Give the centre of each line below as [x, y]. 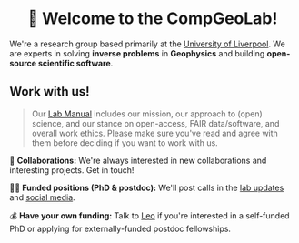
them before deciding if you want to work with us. [125, 142]
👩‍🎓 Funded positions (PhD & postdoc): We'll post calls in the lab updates [147, 187]
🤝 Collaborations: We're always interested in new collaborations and [138, 160]
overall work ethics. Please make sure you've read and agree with [155, 133]
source [23, 63]
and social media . [42, 197]
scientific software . [75, 63]
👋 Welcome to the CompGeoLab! [153, 19]
